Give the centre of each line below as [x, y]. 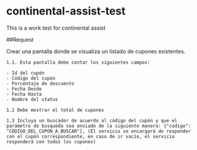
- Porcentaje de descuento [40, 83]
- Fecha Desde [24, 89]
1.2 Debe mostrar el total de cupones [55, 110]
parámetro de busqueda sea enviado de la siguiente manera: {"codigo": [98, 126]
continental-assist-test [66, 11]
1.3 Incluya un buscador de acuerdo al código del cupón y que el [92, 120]
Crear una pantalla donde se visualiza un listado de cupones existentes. [96, 51]
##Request [20, 39]
